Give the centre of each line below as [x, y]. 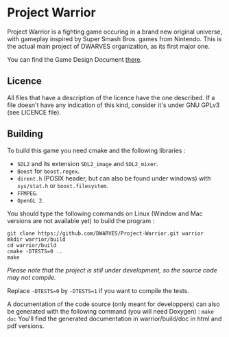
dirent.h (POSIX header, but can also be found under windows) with [114, 178]
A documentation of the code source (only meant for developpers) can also [114, 304]
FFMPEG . [27, 193]
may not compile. [32, 277]
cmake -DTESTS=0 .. [35, 251]
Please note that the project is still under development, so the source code [112, 270]
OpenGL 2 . [31, 200]
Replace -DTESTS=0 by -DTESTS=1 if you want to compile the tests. [98, 290]
